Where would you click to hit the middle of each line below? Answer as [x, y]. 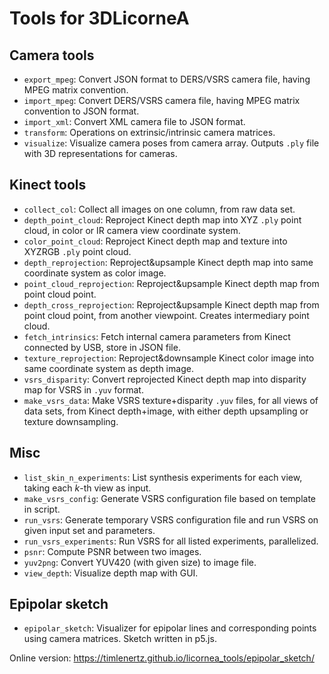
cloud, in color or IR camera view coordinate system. [132, 230]
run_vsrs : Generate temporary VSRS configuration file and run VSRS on [171, 519]
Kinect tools [48, 185]
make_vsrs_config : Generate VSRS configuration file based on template [170, 498]
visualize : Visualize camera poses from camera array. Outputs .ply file [171, 143]
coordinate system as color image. [95, 273]
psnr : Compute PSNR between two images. [112, 551]
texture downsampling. [71, 421]
